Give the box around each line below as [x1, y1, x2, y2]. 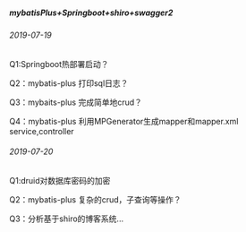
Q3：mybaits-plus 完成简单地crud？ [9, 97, 143, 107]
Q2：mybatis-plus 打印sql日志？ [9, 77, 129, 89]
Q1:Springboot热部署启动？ [9, 58, 109, 69]
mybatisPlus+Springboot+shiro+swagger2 [9, 7, 174, 18]
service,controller [9, 125, 74, 136]
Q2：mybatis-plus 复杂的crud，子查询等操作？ [9, 193, 182, 205]
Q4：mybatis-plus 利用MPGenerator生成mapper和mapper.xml [9, 116, 239, 126]
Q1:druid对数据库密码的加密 [9, 175, 111, 185]
